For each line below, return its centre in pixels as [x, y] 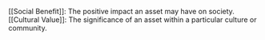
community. [28, 28]
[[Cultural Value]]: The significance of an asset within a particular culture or [132, 20]
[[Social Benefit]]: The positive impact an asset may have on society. [121, 11]
